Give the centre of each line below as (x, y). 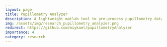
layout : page (19, 10)
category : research (25, 37)
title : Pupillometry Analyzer (37, 14)
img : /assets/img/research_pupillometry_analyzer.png (62, 23)
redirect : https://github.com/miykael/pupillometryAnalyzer (69, 28)
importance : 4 (20, 32)
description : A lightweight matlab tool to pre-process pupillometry (79, 19)
